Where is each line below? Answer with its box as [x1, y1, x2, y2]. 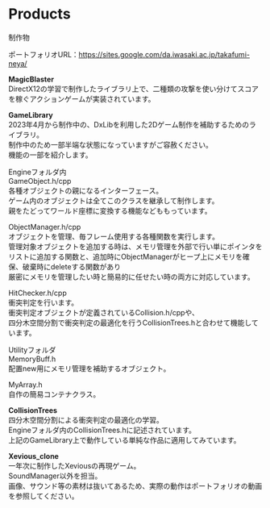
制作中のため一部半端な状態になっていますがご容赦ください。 [8, 139, 214, 149]
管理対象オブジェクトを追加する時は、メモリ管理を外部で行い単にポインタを [8, 241, 263, 251]
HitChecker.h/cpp [8, 288, 67, 298]
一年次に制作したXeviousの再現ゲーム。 [8, 460, 141, 470]
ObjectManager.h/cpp [8, 222, 81, 231]
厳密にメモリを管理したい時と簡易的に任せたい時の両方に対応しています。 [8, 272, 255, 281]
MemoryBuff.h [8, 354, 56, 364]
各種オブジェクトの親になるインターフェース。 [8, 185, 164, 195]
